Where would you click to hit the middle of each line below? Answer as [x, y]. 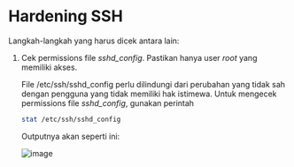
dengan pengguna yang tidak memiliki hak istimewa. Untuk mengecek [149, 94]
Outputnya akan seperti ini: [70, 136]
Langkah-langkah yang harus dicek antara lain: [94, 41]
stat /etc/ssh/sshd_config [71, 119]
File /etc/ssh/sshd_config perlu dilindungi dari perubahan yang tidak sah [153, 84]
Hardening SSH [66, 16]
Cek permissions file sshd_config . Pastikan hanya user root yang [139, 57]
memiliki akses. [49, 67]
